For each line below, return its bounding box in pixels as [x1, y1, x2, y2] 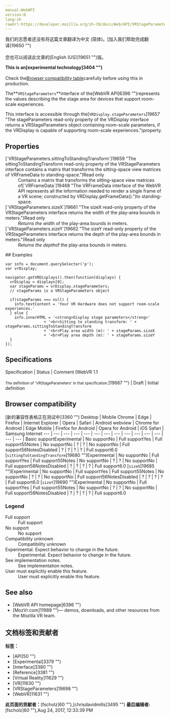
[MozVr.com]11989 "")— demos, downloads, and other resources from [12, 607, 160, 613]
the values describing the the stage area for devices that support [5, 96, 141, 102]
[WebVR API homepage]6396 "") [12, 602, 81, 608]
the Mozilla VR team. [12, 612, 56, 618]
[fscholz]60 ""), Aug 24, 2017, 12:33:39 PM [5, 707, 93, 713]
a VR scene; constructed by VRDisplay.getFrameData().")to [18, 194, 141, 200]
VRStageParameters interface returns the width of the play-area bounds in [5, 209, 160, 216]
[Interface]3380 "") [12, 664, 53, 670]
